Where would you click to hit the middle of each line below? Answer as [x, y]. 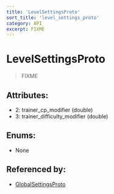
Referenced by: [36, 169]
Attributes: [27, 95]
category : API [24, 23]
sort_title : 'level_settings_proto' [53, 18]
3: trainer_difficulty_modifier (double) [62, 116]
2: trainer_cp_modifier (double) [54, 110]
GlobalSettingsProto [40, 184]
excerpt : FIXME [26, 29]
